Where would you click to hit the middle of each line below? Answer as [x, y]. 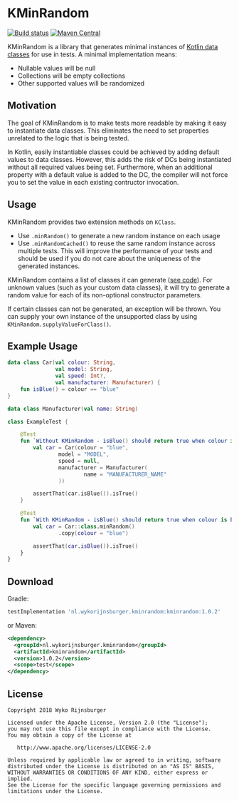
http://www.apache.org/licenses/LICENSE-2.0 [84, 748]
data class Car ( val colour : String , [62, 363]
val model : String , [84, 369]
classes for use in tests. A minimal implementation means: [92, 54]
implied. [20, 779]
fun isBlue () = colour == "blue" [70, 389]
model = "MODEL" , [84, 454]
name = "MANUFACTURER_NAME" [125, 474]
